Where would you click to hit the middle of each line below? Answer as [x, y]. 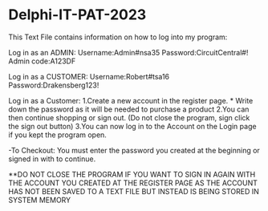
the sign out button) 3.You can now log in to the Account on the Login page [132, 126]
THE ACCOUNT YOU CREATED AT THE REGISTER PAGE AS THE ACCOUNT [133, 183]
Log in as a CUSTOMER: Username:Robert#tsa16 [89, 76]
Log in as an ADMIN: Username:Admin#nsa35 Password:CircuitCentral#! [128, 52]
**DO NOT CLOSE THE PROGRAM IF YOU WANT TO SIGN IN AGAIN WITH [132, 174]
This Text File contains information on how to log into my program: [118, 37]
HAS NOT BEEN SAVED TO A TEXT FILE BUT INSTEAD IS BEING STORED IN [134, 191]
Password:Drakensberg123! [54, 85]
